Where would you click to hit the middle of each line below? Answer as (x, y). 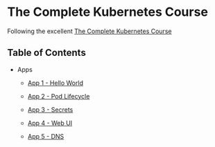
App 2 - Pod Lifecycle (59, 96)
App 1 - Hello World (55, 83)
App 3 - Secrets (50, 109)
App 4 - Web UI (50, 123)
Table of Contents (47, 53)
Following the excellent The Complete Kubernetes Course (89, 31)
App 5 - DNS (46, 136)
